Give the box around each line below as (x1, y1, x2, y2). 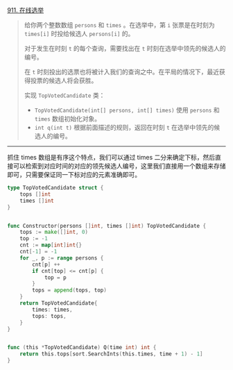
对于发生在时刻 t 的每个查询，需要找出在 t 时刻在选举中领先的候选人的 (24, 44, 226, 52)
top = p (44, 274, 67, 281)
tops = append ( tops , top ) (32, 287, 107, 294)
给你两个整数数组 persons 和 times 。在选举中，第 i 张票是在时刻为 (24, 21, 215, 29)
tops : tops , (32, 312, 67, 319)
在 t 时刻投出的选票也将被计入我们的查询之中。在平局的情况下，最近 (24, 68, 220, 76)
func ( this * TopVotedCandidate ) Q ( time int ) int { (7, 344, 157, 351)
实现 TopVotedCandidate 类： (24, 91, 105, 99)
